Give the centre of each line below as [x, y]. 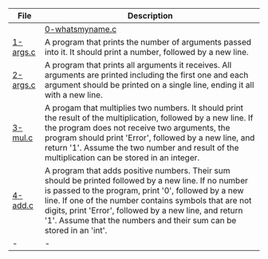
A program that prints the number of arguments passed [148, 42]
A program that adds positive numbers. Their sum [138, 171]
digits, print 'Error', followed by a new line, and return [144, 210]
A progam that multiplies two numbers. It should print [144, 108]
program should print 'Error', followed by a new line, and [150, 137]
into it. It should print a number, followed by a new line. [147, 52]
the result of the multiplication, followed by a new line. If [149, 118]
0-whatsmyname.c [81, 29]
